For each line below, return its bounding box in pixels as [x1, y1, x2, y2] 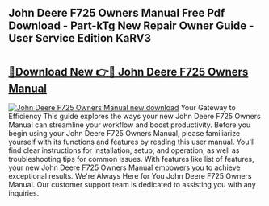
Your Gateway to [180, 103, 236, 112]
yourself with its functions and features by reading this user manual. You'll [8, 137, 255, 146]
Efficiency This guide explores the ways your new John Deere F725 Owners [8, 112, 261, 121]
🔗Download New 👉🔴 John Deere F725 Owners [8, 64, 249, 79]
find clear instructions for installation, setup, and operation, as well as [8, 146, 240, 155]
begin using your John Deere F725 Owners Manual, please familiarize [8, 129, 241, 138]
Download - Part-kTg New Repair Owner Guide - [8, 19, 254, 33]
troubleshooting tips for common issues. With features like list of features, [8, 154, 254, 163]
